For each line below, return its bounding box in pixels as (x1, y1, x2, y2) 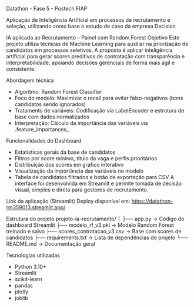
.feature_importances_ (14, 126, 69, 133)
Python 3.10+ (14, 263, 47, 270)
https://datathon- (131, 197, 173, 204)
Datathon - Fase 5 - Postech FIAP (6, 5, 88, 12)
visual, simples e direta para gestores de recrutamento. (14, 186, 149, 193)
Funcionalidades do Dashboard (6, 137, 82, 144)
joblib (14, 295, 28, 301)
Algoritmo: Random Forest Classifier (14, 88, 102, 95)
